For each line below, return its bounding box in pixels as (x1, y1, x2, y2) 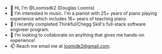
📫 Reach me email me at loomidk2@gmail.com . (10, 43, 111, 49)
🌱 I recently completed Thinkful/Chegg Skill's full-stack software (10, 21, 146, 27)
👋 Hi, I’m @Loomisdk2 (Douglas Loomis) (10, 5, 95, 11)
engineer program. (10, 26, 50, 33)
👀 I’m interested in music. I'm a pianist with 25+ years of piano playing (10, 10, 157, 16)
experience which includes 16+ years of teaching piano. (10, 16, 128, 21)
